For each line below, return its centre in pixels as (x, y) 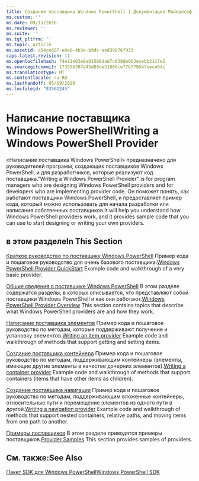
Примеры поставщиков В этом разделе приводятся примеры (84, 433)
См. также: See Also (44, 458)
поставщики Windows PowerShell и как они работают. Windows (85, 299)
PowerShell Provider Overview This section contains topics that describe (95, 305)
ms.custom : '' (24, 17)
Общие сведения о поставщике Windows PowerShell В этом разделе (93, 286)
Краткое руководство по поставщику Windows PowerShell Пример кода (97, 256)
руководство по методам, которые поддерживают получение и (87, 329)
